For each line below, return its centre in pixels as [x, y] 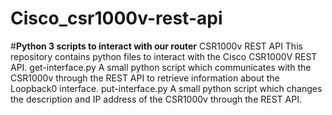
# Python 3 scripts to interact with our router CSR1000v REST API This [156, 46]
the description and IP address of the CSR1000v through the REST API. [156, 99]
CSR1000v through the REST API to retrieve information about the [145, 78]
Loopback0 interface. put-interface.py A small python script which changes [166, 88]
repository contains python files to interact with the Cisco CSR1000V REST [164, 56]
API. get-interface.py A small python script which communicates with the [161, 67]
